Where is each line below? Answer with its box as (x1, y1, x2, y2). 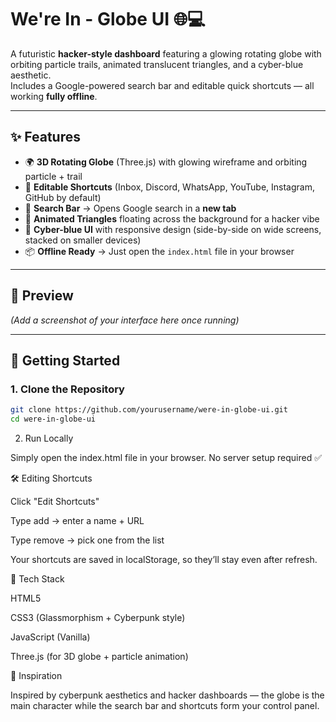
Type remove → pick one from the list (10, 534, 165, 546)
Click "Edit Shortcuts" (10, 496, 100, 507)
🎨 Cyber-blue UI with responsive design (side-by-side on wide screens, (24, 223, 322, 235)
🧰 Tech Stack (10, 573, 65, 585)
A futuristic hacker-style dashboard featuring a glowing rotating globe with (10, 47, 322, 60)
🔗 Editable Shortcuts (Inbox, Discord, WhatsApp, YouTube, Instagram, (24, 181, 315, 193)
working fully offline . (10, 90, 98, 102)
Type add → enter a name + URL (10, 515, 145, 526)
